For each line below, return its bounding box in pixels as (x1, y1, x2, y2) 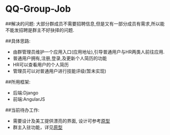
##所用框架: (5, 79, 31, 85)
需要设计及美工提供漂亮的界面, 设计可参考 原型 (12, 118, 110, 124)
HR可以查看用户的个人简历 (12, 61, 69, 67)
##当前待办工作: (5, 107, 40, 113)
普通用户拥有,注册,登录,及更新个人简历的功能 (12, 55, 107, 61)
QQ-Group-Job (5, 3, 71, 15)
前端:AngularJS (12, 96, 45, 102)
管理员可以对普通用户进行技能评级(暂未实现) (12, 67, 107, 74)
